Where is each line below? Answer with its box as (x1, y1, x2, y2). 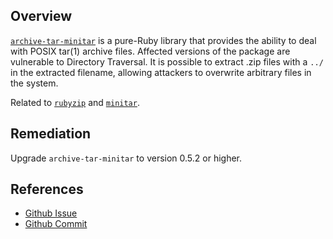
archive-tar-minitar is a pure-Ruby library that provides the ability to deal (10, 34, 317, 46)
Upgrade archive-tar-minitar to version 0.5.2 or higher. (10, 152, 243, 164)
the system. (10, 77, 59, 89)
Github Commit (24, 218, 88, 230)
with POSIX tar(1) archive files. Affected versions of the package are (10, 45, 291, 57)
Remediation (10, 125, 92, 143)
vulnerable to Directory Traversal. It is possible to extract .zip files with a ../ (10, 55, 324, 68)
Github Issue (24, 207, 78, 219)
